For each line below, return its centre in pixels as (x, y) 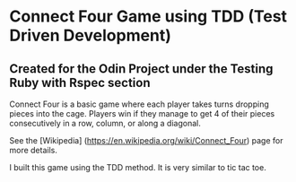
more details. (34, 150)
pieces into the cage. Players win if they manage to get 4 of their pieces (142, 113)
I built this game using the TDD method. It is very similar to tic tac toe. (138, 167)
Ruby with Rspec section (80, 82)
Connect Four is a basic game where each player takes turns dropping (139, 104)
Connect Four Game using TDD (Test (148, 17)
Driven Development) (91, 35)
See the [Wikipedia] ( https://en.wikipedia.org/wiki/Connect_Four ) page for (146, 140)
